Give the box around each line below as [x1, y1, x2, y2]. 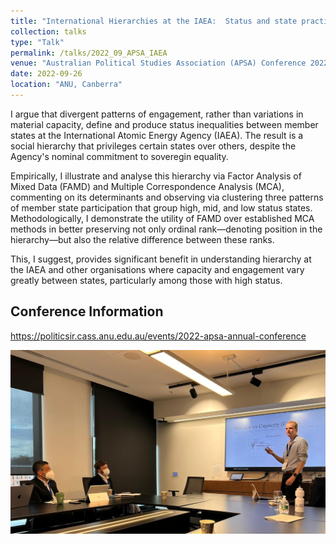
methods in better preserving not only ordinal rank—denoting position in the [10, 223, 323, 235]
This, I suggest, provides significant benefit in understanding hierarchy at [10, 253, 312, 265]
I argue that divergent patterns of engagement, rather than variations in [10, 108, 304, 120]
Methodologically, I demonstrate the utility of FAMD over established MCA [10, 212, 315, 224]
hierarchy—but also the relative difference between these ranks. [10, 233, 275, 245]
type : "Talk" [10, 37, 65, 47]
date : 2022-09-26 [10, 69, 83, 79]
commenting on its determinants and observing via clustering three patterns [10, 191, 324, 203]
